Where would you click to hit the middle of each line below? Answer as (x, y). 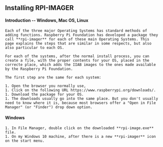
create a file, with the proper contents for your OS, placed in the (77, 60)
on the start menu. (25, 141)
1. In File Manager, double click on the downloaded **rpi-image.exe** (79, 128)
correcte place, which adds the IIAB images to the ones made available (81, 65)
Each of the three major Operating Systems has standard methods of (76, 31)
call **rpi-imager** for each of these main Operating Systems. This (77, 39)
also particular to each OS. (35, 48)
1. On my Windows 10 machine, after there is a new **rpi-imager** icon (81, 136)
